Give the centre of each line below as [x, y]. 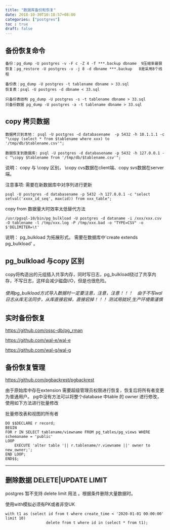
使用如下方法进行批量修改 [32, 403]
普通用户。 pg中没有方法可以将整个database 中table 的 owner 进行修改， [86, 396]
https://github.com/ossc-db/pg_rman [44, 330]
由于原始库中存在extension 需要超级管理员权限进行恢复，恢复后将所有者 [80, 390]
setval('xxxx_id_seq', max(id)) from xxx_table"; [59, 199]
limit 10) [16, 518]
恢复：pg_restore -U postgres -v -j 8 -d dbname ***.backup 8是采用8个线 [84, 69]
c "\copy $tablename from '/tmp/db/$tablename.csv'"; [63, 158]
